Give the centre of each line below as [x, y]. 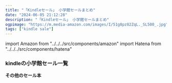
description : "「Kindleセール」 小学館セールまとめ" [57, 19]
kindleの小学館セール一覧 [37, 64]
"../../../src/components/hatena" [39, 49]
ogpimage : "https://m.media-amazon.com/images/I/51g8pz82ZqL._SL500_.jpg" [87, 24]
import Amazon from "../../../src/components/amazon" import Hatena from [83, 44]
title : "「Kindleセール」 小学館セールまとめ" [50, 10]
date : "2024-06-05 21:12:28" [36, 15]
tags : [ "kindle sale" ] [29, 29]
